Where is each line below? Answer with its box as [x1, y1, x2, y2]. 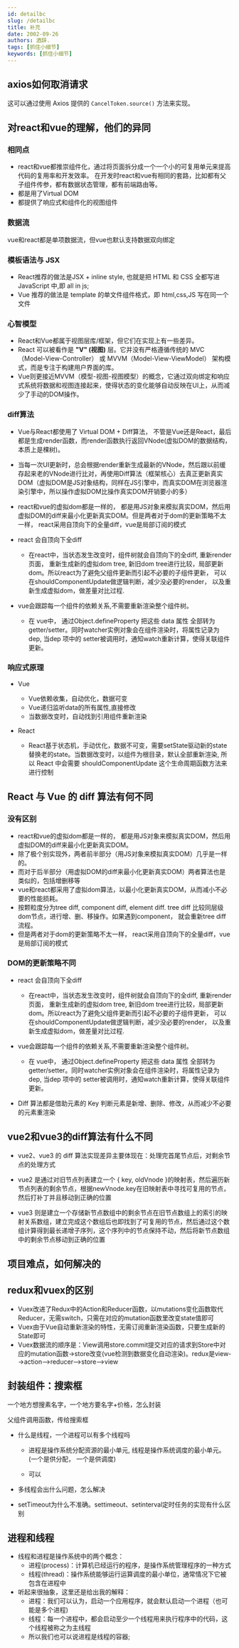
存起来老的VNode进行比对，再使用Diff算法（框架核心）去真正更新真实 [17, 469, 223, 478]
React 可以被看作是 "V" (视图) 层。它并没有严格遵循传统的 [17, 346, 188, 354]
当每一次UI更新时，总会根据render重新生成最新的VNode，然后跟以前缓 [17, 460, 226, 468]
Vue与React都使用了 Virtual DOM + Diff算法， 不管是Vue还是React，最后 [17, 427, 232, 436]
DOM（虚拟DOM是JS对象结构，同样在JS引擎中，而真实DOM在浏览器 [17, 478, 222, 486]
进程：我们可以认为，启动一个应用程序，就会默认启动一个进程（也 [28, 1597, 222, 1605]
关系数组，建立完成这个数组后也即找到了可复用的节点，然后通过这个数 [23, 1217, 230, 1225]
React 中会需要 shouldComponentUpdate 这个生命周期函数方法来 [36, 758, 228, 768]
